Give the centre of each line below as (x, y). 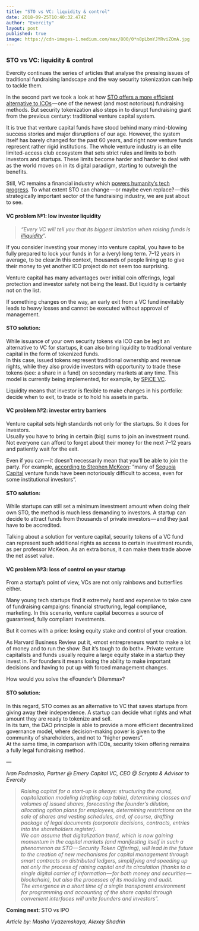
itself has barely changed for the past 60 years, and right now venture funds (99, 140)
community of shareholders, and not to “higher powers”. (75, 737)
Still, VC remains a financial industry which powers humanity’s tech (88, 183)
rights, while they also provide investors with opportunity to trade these (94, 366)
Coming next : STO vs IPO (38, 910)
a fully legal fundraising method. (45, 750)
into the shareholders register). (59, 829)
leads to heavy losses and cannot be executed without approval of (88, 308)
